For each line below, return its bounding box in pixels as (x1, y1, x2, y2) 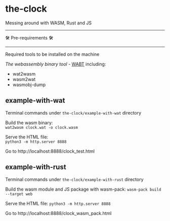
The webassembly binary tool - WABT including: (5, 61, 106, 67)
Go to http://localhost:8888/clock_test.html (5, 148, 95, 154)
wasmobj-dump (12, 82, 46, 88)
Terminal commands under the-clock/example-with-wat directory (5, 109, 142, 116)
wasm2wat (12, 76, 36, 82)
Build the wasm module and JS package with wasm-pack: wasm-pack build (5, 186, 161, 192)
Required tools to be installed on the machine (5, 51, 100, 57)
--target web (5, 191, 33, 197)
